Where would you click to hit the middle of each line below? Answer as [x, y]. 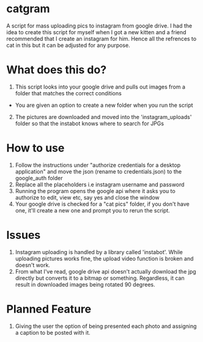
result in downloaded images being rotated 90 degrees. [85, 284]
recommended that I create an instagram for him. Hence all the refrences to [102, 38]
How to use [35, 148]
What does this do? [57, 70]
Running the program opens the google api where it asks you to [95, 191]
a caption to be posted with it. [53, 332]
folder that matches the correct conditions [68, 93]
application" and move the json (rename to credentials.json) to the [98, 171]
